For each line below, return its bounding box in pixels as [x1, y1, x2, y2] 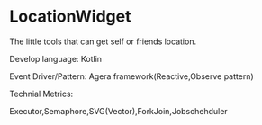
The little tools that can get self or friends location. [9, 36, 196, 47]
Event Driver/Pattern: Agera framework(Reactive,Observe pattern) [9, 70, 254, 82]
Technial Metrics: [9, 88, 74, 99]
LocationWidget [9, 6, 131, 27]
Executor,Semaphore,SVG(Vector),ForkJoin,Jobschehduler [9, 105, 228, 116]
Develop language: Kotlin [9, 53, 102, 64]
